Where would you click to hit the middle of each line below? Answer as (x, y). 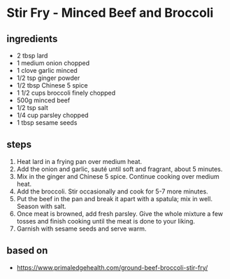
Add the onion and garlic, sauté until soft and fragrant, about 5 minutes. (120, 169)
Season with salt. (42, 206)
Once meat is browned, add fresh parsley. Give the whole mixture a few (120, 213)
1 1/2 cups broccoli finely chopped (66, 93)
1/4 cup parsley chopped (52, 115)
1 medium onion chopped (53, 63)
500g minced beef (43, 100)
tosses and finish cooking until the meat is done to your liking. (106, 221)
